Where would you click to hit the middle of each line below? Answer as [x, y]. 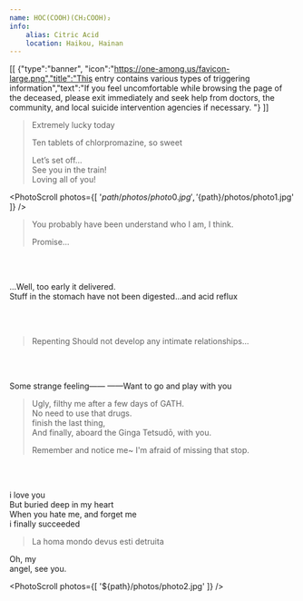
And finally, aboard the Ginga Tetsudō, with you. [121, 433]
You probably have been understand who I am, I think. [132, 224]
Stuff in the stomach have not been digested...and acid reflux [124, 297]
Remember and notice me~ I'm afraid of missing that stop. [140, 450]
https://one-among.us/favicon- [172, 69]
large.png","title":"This [51, 79]
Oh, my [23, 559]
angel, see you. [38, 569]
